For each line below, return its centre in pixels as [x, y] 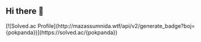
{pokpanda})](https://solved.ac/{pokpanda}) [62, 32]
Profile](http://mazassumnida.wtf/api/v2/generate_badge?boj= [116, 26]
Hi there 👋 [25, 11]
